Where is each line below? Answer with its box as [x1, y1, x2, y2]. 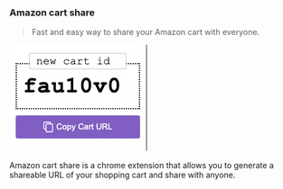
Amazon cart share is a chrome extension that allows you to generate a [9, 160, 274, 171]
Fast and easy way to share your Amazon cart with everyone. [31, 27, 260, 38]
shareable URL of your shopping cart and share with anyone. [9, 169, 236, 181]
